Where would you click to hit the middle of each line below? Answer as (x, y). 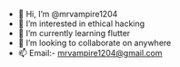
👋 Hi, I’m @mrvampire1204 (68, 14)
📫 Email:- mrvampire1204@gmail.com (90, 53)
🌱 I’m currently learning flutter (74, 33)
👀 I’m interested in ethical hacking (81, 24)
